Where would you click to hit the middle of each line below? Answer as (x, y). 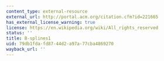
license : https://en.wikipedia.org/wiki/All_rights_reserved (82, 28)
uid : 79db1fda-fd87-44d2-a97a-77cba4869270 (60, 44)
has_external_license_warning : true (51, 22)
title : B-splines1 (28, 38)
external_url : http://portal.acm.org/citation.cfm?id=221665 (82, 17)
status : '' (19, 33)
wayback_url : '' (26, 49)
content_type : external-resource (47, 11)
